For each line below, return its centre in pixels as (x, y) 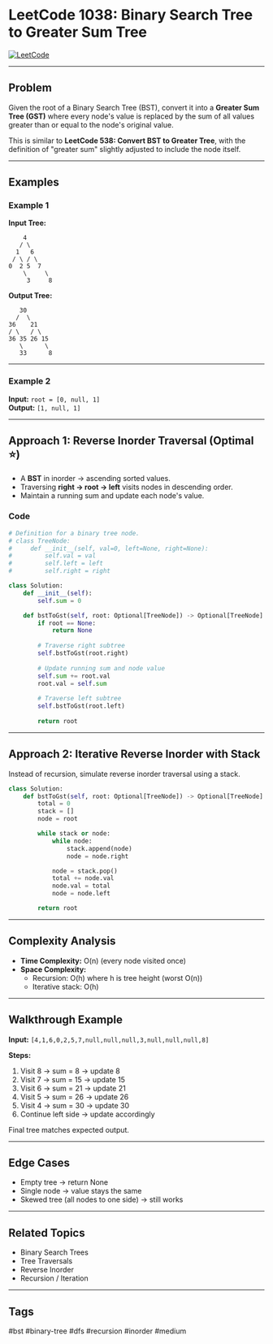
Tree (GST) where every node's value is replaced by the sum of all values (131, 116)
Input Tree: (27, 223)
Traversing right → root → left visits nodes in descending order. (126, 487)
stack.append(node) (99, 848)
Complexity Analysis (62, 941)
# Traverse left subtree (80, 699)
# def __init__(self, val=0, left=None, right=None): (108, 548)
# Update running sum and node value (101, 668)
